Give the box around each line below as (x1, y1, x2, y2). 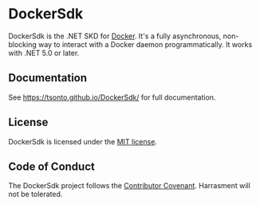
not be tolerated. (8, 189, 63, 199)
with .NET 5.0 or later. (8, 48, 80, 57)
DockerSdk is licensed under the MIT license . (8, 136, 158, 146)
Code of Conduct (8, 160, 96, 173)
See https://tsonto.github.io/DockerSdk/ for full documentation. (8, 93, 216, 102)
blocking (8, 39, 37, 49)
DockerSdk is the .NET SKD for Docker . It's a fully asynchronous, (8, 31, 222, 41)
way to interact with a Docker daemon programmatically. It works (38, 39, 253, 49)
